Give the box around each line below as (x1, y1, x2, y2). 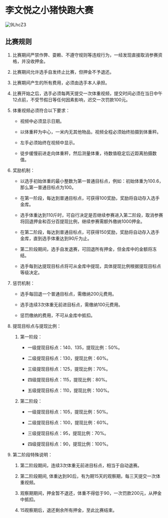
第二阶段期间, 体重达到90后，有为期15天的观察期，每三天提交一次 (20, 473, 156, 479)
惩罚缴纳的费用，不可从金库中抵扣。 (20, 312, 96, 318)
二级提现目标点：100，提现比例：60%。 (27, 419, 112, 425)
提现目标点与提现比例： (12, 323, 61, 329)
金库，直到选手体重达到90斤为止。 (20, 235, 92, 241)
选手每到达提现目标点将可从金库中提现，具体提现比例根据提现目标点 (20, 263, 161, 269)
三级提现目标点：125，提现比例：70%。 (27, 366, 111, 372)
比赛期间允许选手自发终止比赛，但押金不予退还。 (12, 69, 114, 75)
